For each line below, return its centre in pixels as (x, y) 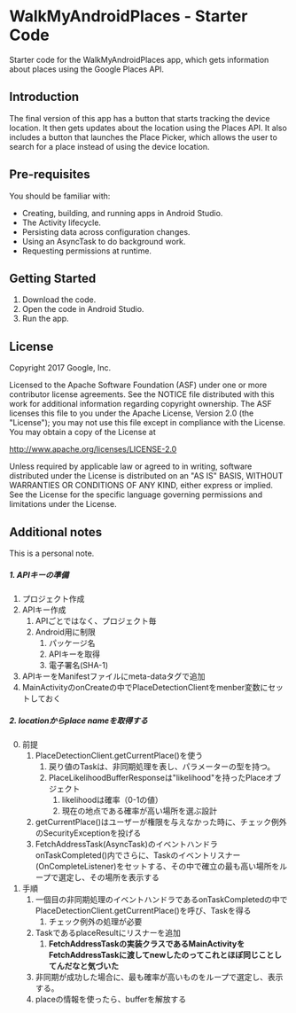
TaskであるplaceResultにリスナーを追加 (108, 932)
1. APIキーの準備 (39, 574)
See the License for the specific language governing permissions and (136, 495)
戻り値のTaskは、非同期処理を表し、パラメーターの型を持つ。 (162, 766)
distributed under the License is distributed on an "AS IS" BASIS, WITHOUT (146, 476)
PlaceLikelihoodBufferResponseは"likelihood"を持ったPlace (157, 777)
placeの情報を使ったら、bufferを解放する (111, 999)
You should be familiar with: (60, 196)
